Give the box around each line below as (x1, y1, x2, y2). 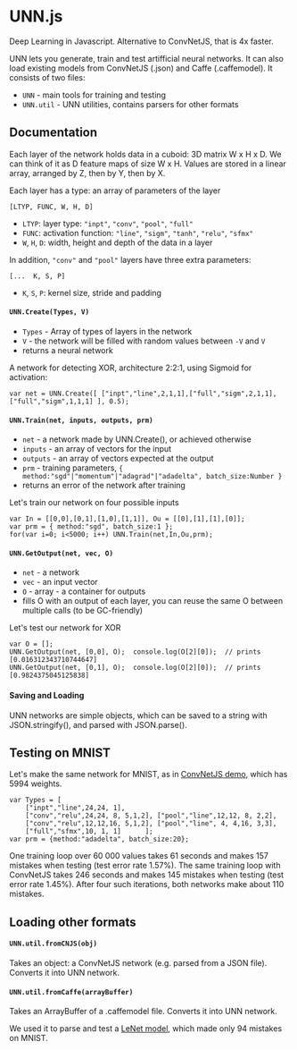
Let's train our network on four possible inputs (9, 497, 180, 508)
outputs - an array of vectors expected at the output (21, 453, 214, 464)
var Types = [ (9, 796, 62, 805)
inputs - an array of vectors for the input (21, 444, 172, 454)
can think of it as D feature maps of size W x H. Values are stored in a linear (9, 158, 287, 169)
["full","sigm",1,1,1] (9, 396, 94, 406)
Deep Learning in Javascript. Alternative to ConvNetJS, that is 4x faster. (9, 36, 274, 47)
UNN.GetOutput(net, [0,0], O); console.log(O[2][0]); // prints (9, 648, 261, 656)
